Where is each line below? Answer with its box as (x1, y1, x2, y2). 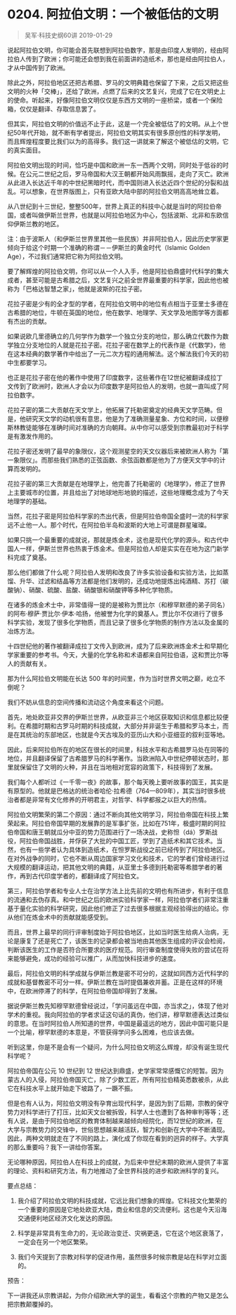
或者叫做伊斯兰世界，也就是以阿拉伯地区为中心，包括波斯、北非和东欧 (19, 211, 223, 219)
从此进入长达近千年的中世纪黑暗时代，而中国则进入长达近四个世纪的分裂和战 (7, 178, 229, 187)
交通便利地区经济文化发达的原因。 (17, 1214, 117, 1222)
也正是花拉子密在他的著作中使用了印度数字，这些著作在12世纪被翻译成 (7, 373, 211, 381)
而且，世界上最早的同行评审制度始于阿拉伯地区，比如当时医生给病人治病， (7, 927, 223, 936)
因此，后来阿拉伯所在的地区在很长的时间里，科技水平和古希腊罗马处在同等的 (7, 745, 229, 753)
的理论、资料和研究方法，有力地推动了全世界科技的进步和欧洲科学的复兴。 (7, 1166, 223, 1175)
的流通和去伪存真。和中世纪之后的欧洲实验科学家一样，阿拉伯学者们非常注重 (7, 895, 229, 904)
